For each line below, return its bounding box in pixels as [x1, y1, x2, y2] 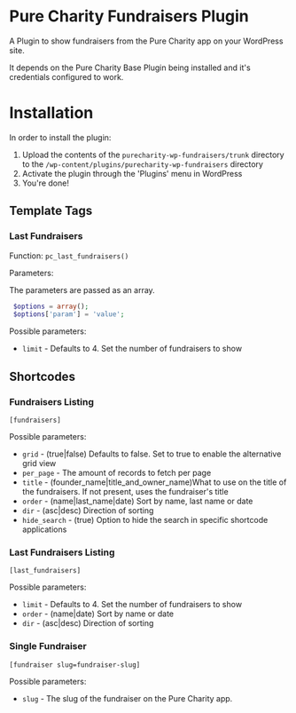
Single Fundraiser [9, 640, 87, 653]
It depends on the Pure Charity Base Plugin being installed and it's [9, 62, 251, 73]
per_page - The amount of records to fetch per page [21, 468, 212, 478]
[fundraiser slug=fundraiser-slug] [9, 660, 141, 669]
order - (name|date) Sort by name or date [21, 608, 175, 619]
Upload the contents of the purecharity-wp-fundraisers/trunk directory [21, 149, 285, 160]
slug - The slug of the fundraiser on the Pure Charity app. [21, 693, 233, 703]
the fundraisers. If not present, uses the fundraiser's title [21, 487, 229, 496]
